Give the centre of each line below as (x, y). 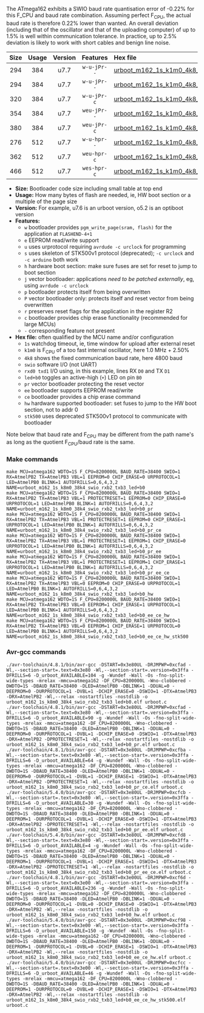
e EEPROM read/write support (61, 240)
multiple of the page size (46, 201)
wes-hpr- (95, 168)
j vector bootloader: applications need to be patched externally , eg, (109, 278)
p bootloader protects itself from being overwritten (87, 292)
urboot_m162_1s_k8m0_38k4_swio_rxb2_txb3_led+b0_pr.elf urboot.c (90, 744)
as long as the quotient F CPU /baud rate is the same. (71, 443)
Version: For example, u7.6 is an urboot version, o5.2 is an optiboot (99, 208)
